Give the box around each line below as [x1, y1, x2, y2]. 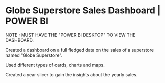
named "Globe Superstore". [5, 52, 63, 58]
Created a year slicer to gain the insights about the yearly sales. [5, 71, 138, 77]
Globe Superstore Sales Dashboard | [5, 5, 161, 16]
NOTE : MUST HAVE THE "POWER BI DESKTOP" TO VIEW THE [5, 32, 136, 38]
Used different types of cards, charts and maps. [5, 62, 105, 68]
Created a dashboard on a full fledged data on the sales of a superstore [5, 47, 154, 53]
